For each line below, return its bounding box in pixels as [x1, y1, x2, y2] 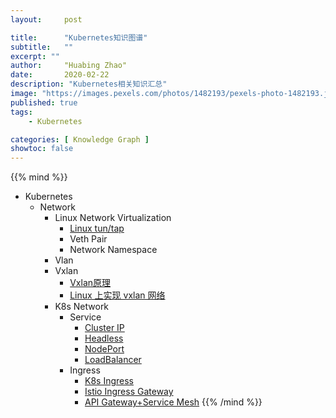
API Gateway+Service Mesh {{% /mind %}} [84, 396, 263, 408]
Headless [84, 332, 124, 345]
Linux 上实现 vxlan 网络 [69, 289, 166, 301]
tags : [10, 107, 33, 117]
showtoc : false [10, 144, 74, 154]
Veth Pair [69, 233, 108, 245]
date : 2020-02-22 [10, 70, 110, 80]
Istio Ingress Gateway [84, 386, 174, 398]
